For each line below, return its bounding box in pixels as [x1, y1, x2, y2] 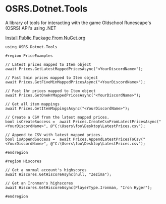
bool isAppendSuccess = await [5, 137, 71, 142]
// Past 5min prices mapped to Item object [5, 75, 98, 80]
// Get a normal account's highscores [5, 167, 87, 172]
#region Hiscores [5, 159, 42, 164]
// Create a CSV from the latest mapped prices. [5, 115, 109, 120]
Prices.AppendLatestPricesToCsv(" [73, 137, 145, 142]
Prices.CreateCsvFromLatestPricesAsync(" [73, 119, 161, 124]
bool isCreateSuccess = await [5, 119, 71, 124]
